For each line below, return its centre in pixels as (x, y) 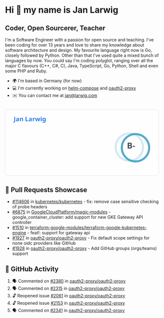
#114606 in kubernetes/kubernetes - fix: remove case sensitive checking (85, 202)
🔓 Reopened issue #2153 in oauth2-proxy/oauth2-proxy (69, 303)
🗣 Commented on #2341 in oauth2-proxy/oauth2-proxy (68, 311)
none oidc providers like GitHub (44, 243)
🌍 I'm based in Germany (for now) (47, 81)
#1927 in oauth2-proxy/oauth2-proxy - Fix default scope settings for (81, 238)
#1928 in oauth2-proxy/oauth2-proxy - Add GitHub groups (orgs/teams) (84, 249)
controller (22, 223)
